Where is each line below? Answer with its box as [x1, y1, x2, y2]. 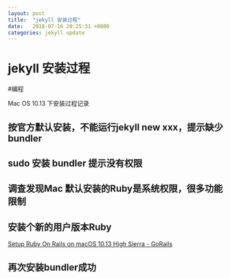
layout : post [8, 10, 45, 17]
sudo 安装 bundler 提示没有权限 [8, 157, 143, 169]
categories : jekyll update [8, 29, 85, 36]
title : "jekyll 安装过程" [8, 16, 81, 23]
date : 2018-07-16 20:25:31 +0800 [8, 23, 110, 29]
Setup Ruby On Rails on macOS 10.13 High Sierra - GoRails [8, 240, 173, 248]
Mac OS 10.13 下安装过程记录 [8, 99, 90, 108]
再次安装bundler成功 [8, 261, 97, 273]
